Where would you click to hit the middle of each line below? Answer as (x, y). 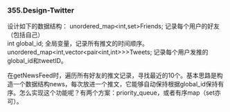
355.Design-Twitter (41, 10)
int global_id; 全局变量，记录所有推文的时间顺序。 (78, 44)
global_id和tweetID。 (37, 61)
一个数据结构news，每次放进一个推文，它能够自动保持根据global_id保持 (115, 84)
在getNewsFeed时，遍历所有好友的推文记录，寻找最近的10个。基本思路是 (112, 75)
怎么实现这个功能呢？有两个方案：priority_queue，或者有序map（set (117, 93)
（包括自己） (25, 35)
